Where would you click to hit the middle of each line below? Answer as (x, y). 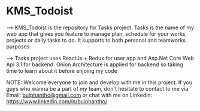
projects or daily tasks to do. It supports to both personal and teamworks (96, 40)
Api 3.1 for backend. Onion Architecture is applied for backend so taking (95, 64)
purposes (18, 47)
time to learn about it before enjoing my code (62, 70)
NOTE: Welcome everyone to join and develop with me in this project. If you (99, 82)
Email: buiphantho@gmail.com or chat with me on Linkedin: (79, 95)
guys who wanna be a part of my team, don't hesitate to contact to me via (97, 88)
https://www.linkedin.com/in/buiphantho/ (57, 101)
